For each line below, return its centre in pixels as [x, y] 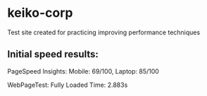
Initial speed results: [53, 54]
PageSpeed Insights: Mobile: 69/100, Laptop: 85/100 [83, 71]
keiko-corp [40, 13]
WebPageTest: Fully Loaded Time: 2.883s [68, 85]
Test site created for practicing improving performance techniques [104, 32]
